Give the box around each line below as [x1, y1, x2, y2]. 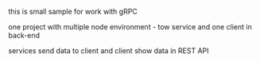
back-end [8, 31, 41, 40]
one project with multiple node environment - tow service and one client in [8, 22, 252, 31]
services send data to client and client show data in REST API [8, 46, 209, 55]
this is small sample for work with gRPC [8, 7, 138, 16]
